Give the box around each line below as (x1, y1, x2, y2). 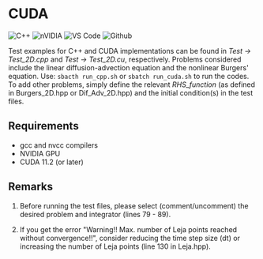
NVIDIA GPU (19, 148, 61, 158)
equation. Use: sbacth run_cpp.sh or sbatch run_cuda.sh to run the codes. (8, 71, 250, 81)
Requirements (8, 119, 79, 133)
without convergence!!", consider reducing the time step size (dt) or (19, 233, 241, 242)
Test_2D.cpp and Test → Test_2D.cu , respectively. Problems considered (8, 54, 242, 64)
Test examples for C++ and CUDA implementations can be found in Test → (8, 46, 251, 55)
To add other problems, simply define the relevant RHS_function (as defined (8, 80, 255, 89)
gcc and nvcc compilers (19, 140, 99, 150)
